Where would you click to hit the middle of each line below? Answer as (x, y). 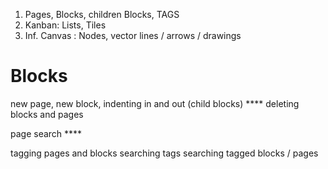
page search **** (46, 133)
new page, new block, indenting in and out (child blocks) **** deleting (155, 103)
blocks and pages (47, 114)
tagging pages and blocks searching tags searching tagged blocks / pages (164, 153)
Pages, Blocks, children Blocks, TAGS (102, 14)
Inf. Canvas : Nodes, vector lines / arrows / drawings (133, 35)
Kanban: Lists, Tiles (65, 25)
